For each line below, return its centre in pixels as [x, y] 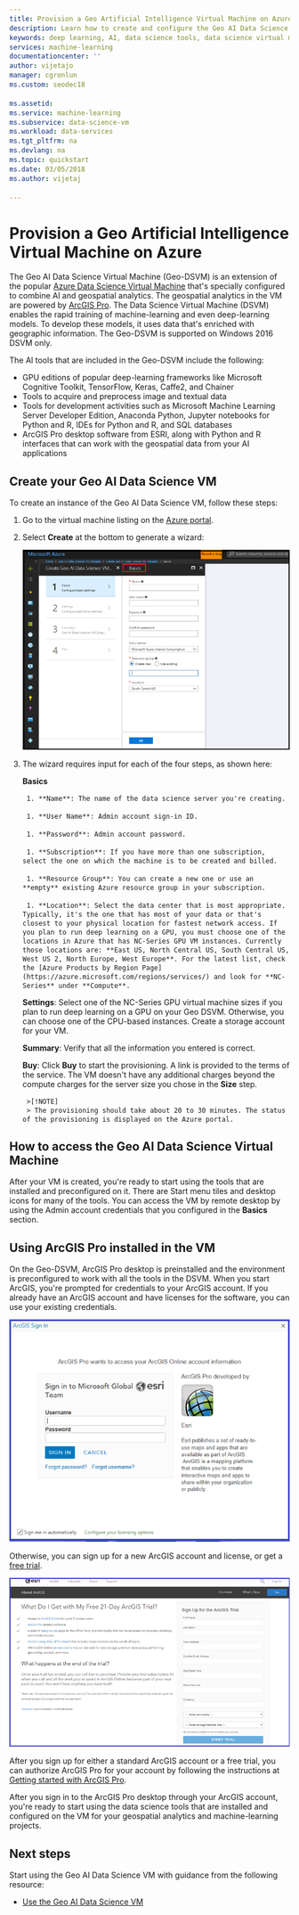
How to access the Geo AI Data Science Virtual [141, 1146]
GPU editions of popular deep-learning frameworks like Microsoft [142, 378]
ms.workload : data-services [61, 132]
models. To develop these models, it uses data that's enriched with [132, 324]
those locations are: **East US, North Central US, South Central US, [156, 950]
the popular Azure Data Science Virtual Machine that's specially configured [147, 286]
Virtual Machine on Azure [106, 252]
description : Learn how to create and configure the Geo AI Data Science [149, 28]
